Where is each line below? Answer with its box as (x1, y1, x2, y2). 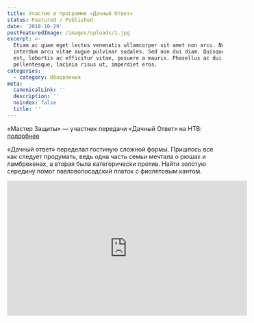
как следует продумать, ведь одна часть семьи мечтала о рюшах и (7, 152, 207, 160)
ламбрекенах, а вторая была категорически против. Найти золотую (7, 159, 207, 168)
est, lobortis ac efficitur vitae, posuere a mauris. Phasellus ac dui (13, 55, 223, 62)
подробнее (7, 132, 40, 140)
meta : (7, 80, 23, 87)
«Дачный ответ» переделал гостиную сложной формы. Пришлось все (7, 145, 214, 153)
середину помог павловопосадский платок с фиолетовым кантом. (7, 167, 202, 175)
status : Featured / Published (7, 16, 94, 23)
